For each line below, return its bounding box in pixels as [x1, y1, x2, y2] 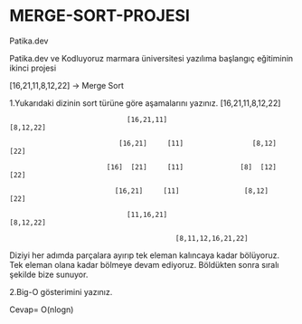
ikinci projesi [9, 62, 57, 73]
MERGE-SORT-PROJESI [9, 5, 190, 26]
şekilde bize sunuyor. [9, 269, 89, 280]
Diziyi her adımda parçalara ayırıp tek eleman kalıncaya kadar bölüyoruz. [9, 250, 280, 261]
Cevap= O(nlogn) [9, 304, 74, 315]
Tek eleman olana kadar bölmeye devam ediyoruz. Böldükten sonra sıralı [9, 259, 279, 270]
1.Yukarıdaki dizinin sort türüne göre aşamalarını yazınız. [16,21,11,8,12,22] [9, 97, 281, 109]
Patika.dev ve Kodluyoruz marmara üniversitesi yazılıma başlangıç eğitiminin [9, 52, 294, 63]
